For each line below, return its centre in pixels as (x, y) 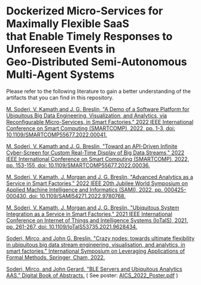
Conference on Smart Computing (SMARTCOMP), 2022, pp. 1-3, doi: (91, 128)
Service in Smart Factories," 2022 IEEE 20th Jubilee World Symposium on (97, 183)
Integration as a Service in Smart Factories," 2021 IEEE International (89, 214)
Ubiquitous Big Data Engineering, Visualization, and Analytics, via (87, 116)
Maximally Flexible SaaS (68, 24)
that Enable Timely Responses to (89, 37)
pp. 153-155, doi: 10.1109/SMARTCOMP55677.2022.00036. (78, 165)
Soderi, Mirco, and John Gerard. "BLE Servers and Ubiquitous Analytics (94, 269)
